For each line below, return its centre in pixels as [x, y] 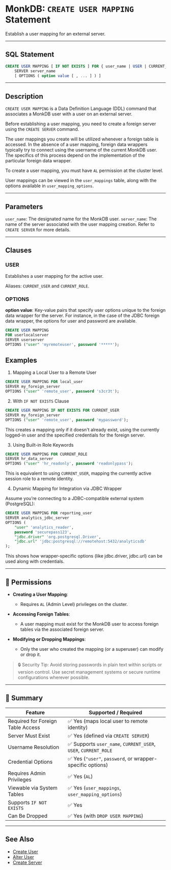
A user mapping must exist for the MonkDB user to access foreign [89, 624]
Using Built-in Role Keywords [43, 445]
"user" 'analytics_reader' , [44, 527]
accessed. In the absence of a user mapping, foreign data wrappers [76, 144]
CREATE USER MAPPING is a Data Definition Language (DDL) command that [81, 109]
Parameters [24, 207]
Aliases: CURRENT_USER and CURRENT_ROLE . [47, 286]
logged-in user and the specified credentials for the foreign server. [75, 435]
